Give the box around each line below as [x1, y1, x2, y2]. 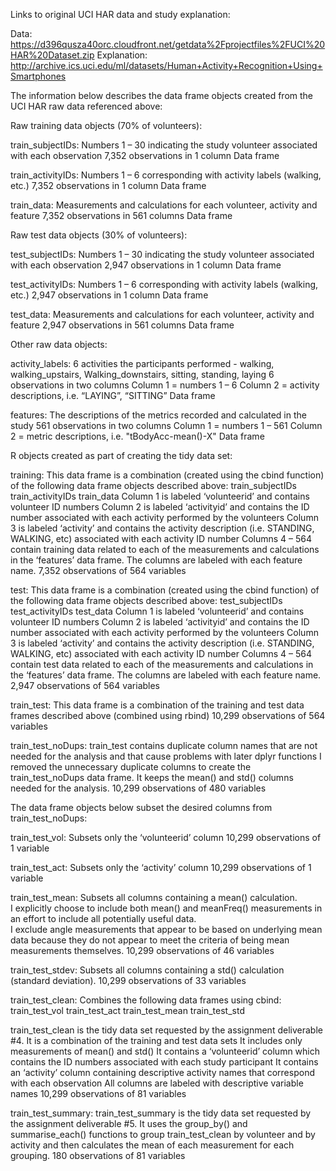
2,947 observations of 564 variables [10, 680, 161, 691]
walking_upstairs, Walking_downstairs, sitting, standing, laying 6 [10, 369, 275, 380]
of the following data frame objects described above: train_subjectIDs [10, 480, 297, 491]
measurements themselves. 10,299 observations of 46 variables [10, 945, 275, 956]
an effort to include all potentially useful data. [10, 913, 197, 924]
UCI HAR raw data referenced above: [10, 100, 163, 112]
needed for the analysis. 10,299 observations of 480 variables [10, 782, 267, 794]
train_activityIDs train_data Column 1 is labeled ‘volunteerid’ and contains [10, 490, 310, 502]
